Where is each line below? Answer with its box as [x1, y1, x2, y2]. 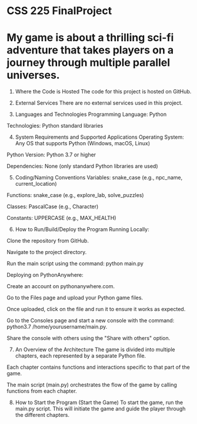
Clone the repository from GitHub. [6, 237, 89, 245]
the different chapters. [15, 412, 70, 419]
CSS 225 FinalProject [6, 4, 112, 18]
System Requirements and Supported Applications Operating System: [15, 133, 184, 141]
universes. [6, 69, 61, 82]
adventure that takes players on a [6, 44, 174, 57]
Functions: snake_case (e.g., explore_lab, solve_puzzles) [6, 192, 144, 199]
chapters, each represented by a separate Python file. [15, 352, 146, 359]
